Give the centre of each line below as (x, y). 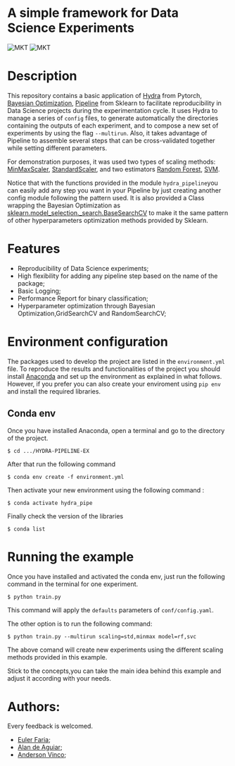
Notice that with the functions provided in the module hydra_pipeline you (113, 183)
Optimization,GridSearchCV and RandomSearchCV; (92, 313)
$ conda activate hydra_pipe (50, 503)
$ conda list (26, 529)
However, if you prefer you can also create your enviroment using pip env (114, 384)
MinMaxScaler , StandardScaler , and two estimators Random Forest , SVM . (114, 169)
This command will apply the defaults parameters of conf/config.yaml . (111, 610)
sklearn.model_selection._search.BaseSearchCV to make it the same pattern (118, 212)
